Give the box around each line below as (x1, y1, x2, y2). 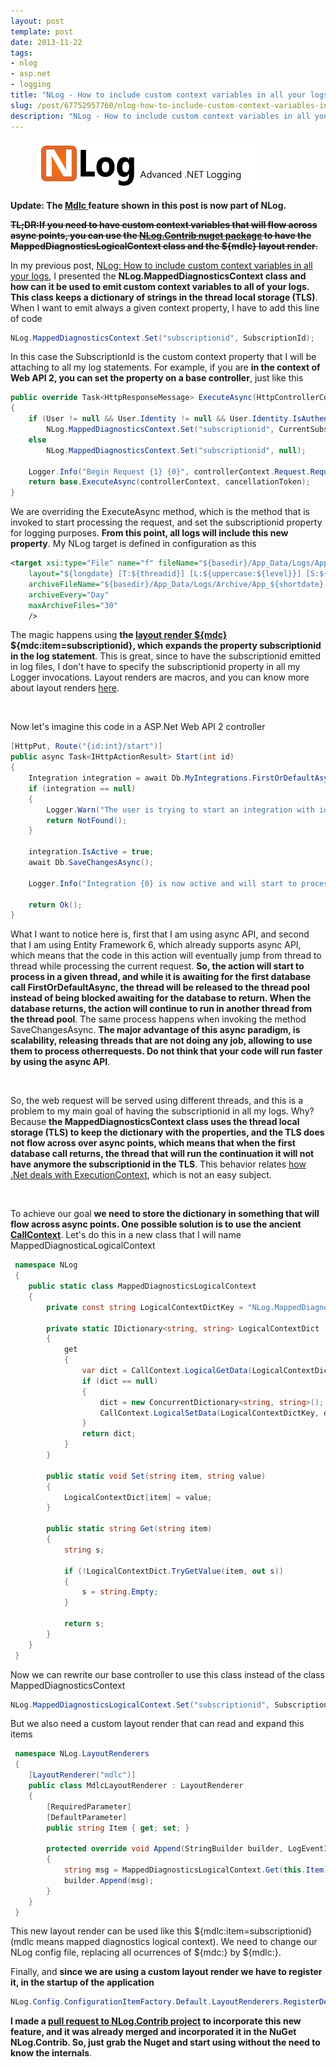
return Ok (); (28, 900, 83, 910)
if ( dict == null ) (81, 1376, 159, 1386)
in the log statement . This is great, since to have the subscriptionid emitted (10, 650, 322, 662)
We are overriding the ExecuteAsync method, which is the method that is (10, 506, 310, 518)
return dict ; (81, 1429, 137, 1439)
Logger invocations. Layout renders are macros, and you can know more (10, 671, 310, 684)
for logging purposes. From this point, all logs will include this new (10, 527, 289, 539)
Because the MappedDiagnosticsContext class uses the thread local (10, 1116, 300, 1128)
